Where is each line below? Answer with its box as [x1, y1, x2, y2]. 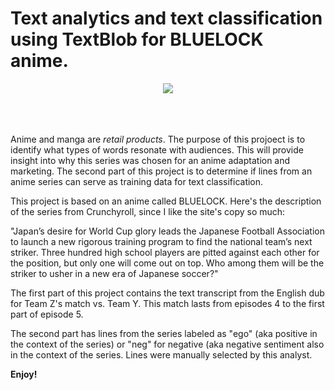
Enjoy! [10, 368, 38, 380]
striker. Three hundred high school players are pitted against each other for [10, 246, 320, 258]
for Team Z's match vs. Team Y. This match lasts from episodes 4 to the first [10, 297, 325, 309]
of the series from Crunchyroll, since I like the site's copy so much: [10, 205, 286, 217]
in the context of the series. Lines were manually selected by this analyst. [10, 348, 313, 361]
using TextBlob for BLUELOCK [10, 28, 264, 51]
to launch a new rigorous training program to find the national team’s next [10, 235, 313, 247]
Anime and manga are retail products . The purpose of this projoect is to [10, 133, 306, 145]
